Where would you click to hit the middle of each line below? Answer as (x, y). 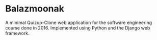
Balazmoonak (35, 9)
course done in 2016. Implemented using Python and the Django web (78, 27)
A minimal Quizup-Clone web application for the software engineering (79, 22)
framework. (17, 33)
